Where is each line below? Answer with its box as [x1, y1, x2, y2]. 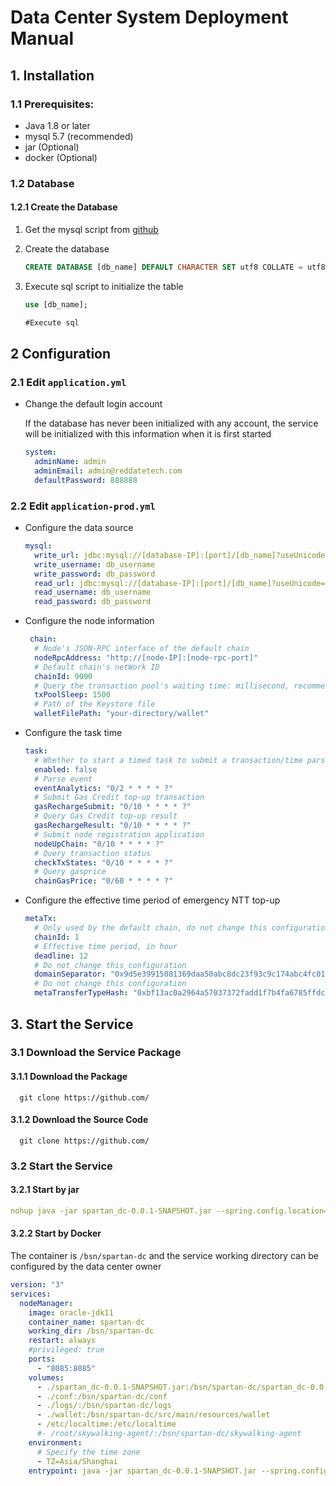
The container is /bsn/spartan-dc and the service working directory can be [10, 1250, 319, 1262]
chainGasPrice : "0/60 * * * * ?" [34, 876, 174, 886]
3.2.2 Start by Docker [10, 1227, 102, 1240]
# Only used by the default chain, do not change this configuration [34, 923, 330, 933]
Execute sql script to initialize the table [24, 280, 184, 292]
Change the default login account [24, 398, 163, 410]
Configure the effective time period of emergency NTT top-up [24, 894, 281, 906]
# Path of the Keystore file [34, 699, 156, 710]
